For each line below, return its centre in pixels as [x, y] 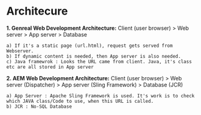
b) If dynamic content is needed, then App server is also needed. [94, 56]
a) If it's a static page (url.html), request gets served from [90, 46]
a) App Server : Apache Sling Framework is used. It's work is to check [100, 96]
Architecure [37, 11]
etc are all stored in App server [50, 67]
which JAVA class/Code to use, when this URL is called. [80, 101]
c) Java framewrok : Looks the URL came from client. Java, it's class [99, 61]
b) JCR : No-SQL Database [39, 106]
